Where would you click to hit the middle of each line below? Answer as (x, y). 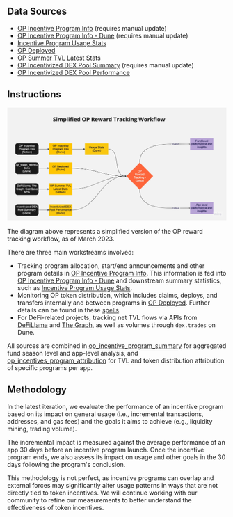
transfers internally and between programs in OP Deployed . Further (114, 303)
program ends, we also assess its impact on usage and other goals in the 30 (116, 457)
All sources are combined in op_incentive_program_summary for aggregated (117, 346)
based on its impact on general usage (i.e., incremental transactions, (105, 414)
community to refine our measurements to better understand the (100, 500)
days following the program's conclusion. (66, 464)
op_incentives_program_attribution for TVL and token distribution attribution (116, 360)
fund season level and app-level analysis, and (73, 353)
